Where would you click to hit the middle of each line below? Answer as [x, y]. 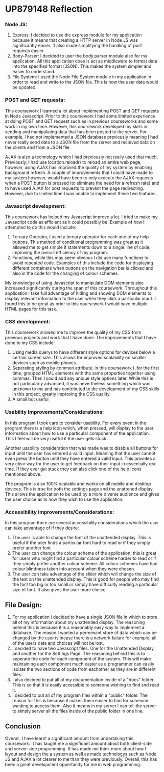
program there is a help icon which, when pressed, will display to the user [79, 428]
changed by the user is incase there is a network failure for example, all [84, 638]
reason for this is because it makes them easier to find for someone [80, 700]
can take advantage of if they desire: [42, 528]
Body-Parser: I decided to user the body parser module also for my [80, 56]
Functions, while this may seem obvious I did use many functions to [80, 258]
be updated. [24, 87]
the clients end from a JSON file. [38, 147]
